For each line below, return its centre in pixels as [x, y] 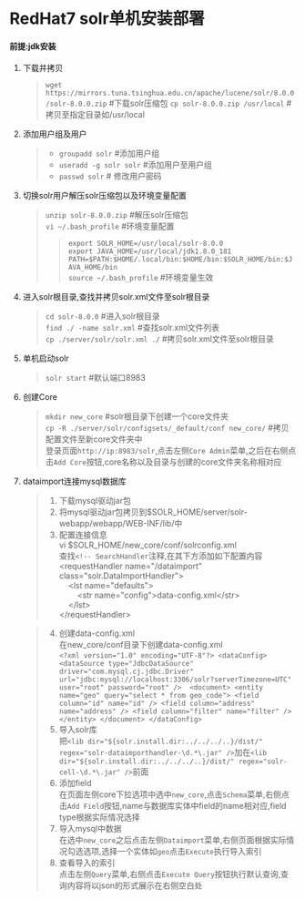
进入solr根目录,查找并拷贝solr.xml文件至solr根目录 [116, 297]
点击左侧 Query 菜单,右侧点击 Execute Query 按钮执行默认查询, [170, 874]
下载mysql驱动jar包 [95, 501]
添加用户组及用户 [55, 134]
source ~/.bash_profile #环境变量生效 [141, 278]
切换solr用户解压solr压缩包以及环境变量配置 [104, 196]
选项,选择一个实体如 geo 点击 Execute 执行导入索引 [173, 852]
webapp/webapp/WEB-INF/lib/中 [121, 524]
